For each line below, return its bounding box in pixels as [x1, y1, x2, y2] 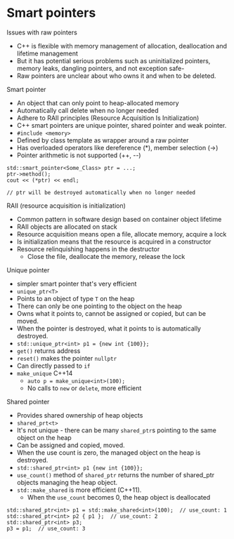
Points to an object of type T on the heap [16, 294, 135, 302]
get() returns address [16, 346, 81, 355]
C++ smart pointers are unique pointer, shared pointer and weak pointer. [16, 121, 227, 129]
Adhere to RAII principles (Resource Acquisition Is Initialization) [16, 114, 200, 122]
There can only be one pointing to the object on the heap [16, 302, 182, 310]
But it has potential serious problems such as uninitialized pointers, [16, 56, 211, 65]
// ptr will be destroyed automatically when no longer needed [6, 189, 196, 196]
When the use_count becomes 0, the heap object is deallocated [27, 493, 211, 501]
